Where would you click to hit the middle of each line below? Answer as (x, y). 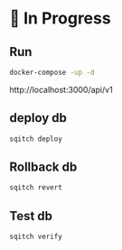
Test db (31, 216)
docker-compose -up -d (52, 72)
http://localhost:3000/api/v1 (61, 89)
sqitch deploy (36, 139)
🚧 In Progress (60, 19)
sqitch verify (36, 237)
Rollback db (43, 167)
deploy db (38, 118)
